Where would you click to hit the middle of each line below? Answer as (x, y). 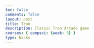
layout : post (19, 19)
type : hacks (18, 38)
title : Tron (18, 24)
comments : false (22, 14)
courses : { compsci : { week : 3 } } (40, 33)
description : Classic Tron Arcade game (47, 28)
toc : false (17, 10)
